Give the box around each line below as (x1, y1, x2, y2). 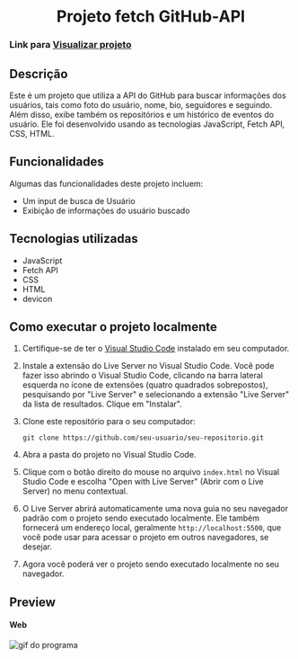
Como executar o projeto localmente (9, 319, 218, 334)
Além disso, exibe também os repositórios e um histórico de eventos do (9, 109, 275, 120)
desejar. (22, 541, 52, 552)
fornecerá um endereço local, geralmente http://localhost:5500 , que (22, 522, 282, 533)
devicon (22, 293, 53, 304)
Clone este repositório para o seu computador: (22, 416, 196, 427)
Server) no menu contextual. (22, 485, 128, 496)
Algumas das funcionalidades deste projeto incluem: (9, 178, 204, 189)
